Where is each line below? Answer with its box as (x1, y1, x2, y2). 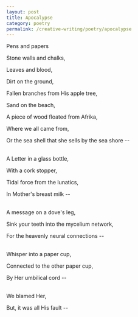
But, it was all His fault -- (6, 304, 69, 312)
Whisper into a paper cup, (6, 251, 72, 258)
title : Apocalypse (6, 15, 53, 21)
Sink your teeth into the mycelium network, (6, 220, 114, 228)
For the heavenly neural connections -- (6, 232, 105, 240)
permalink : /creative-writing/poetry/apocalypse (6, 26, 132, 32)
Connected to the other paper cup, (6, 262, 94, 270)
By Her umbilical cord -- (6, 274, 67, 282)
